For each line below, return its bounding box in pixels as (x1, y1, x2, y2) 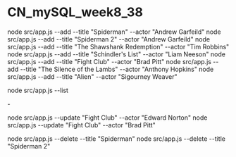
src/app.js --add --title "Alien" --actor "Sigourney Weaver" (7, 72, 178, 81)
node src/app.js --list (7, 86, 69, 94)
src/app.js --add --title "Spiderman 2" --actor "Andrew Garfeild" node (7, 34, 210, 43)
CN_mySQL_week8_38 (7, 4, 143, 20)
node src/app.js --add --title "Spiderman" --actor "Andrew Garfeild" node (7, 27, 221, 36)
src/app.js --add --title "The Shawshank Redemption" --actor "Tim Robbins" (7, 42, 230, 51)
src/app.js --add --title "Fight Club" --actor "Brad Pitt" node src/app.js (7, 57, 211, 65)
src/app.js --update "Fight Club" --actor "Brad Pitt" (7, 120, 156, 129)
